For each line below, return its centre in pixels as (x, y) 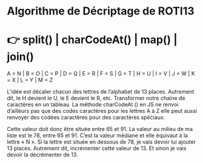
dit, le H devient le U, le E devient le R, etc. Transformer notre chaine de (96, 98)
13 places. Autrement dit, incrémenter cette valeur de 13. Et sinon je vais (97, 149)
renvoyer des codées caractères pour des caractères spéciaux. (86, 117)
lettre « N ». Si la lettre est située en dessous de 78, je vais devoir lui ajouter (101, 142)
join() (20, 57)
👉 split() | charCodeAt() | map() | (92, 40)
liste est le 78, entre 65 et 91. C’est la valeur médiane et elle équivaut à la (98, 136)
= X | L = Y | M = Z (30, 80)
